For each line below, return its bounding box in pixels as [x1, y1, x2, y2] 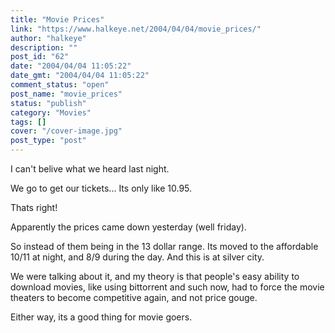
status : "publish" [10, 98, 87, 108]
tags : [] [10, 117, 47, 127]
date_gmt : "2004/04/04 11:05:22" [10, 71, 150, 81]
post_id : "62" [10, 52, 70, 62]
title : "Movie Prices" [10, 14, 105, 25]
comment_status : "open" [10, 80, 110, 90]
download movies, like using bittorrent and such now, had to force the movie [10, 281, 325, 293]
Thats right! [10, 202, 58, 213]
